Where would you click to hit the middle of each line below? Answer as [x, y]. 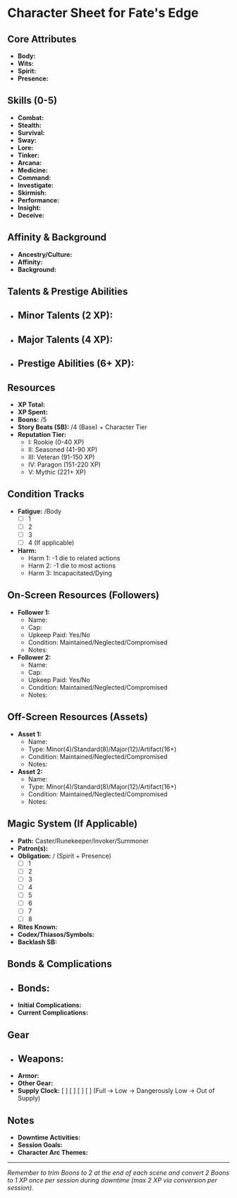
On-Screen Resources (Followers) [84, 595]
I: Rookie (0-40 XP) [56, 442]
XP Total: [31, 405]
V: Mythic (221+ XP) [57, 472]
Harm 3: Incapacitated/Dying [70, 573]
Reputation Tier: [42, 435]
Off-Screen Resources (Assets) [78, 717]
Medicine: [32, 170]
